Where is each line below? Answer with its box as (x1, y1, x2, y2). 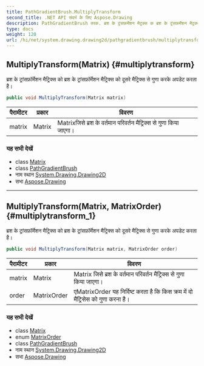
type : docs (6, 25, 34, 32)
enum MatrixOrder (15, 333, 61, 341)
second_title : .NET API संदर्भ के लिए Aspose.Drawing (6, 15, 132, 21)
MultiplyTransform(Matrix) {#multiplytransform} (6, 59, 195, 70)
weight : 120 (6, 32, 36, 38)
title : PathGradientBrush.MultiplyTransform (6, 8, 121, 15)
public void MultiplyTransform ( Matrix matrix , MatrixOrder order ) (6, 246, 178, 252)
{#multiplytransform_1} (6, 211, 96, 222)
